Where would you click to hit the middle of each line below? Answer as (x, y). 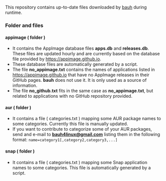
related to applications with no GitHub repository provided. (72, 96)
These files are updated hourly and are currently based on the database (86, 54)
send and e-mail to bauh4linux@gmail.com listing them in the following (86, 135)
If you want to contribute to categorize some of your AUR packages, (82, 129)
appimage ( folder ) (25, 37)
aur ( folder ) (18, 107)
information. (25, 86)
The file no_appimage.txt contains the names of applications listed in (83, 70)
